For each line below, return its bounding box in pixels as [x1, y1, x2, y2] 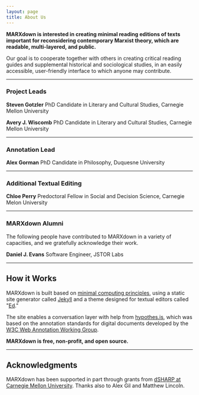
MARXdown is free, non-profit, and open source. [6, 337, 129, 345]
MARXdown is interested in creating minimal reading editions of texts [6, 30, 181, 37]
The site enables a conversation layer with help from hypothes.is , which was [6, 313, 192, 320]
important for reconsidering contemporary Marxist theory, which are [6, 37, 179, 44]
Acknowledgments [6, 360, 78, 370]
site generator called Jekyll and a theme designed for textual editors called [6, 295, 189, 302]
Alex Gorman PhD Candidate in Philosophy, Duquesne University [6, 159, 165, 166]
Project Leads [6, 87, 47, 95]
